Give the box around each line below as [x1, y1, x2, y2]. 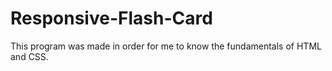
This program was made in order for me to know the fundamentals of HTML [10, 40, 322, 52]
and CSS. [10, 50, 49, 62]
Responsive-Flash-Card [10, 7, 213, 30]
